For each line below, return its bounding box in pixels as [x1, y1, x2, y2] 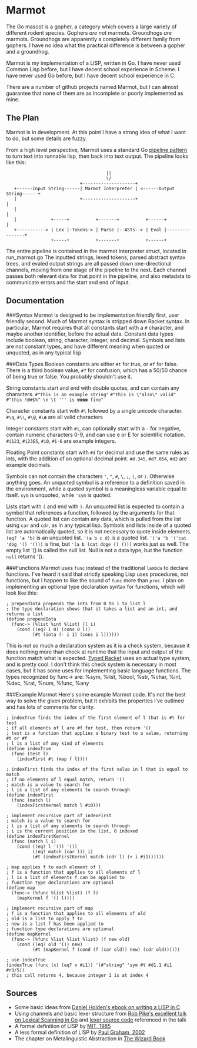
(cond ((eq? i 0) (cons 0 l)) [16, 626, 91, 632]
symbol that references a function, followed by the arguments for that [6, 509, 175, 516]
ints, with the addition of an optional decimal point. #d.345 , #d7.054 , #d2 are [6, 455, 187, 462]
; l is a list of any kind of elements [6, 740, 104, 747]
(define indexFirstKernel [6, 833, 69, 839]
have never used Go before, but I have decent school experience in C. [6, 72, 176, 79]
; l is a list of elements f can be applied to [6, 874, 125, 880]
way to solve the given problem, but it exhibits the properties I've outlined [6, 697, 184, 704]
